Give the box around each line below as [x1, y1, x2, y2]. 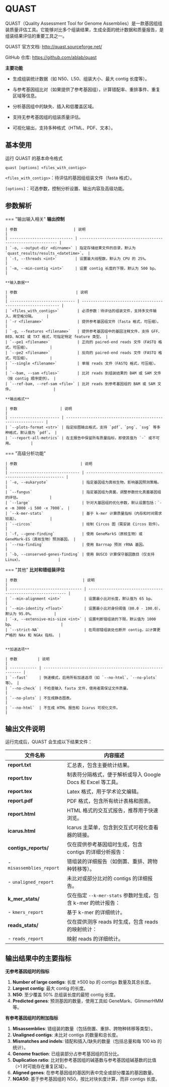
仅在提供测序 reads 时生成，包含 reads [67, 918, 158, 925]
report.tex [8, 788, 32, 795]
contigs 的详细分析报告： [67, 848, 127, 856]
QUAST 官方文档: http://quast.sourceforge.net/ [5, 43, 102, 49]
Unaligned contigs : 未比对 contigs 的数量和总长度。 [12, 1032, 121, 1038]
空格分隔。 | [16, 314, 49, 319]
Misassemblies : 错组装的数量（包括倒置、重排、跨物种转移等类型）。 [12, 1026, 155, 1032]
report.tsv [8, 774, 32, 782]
